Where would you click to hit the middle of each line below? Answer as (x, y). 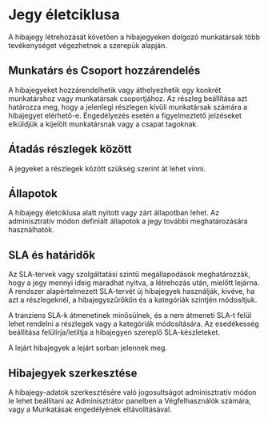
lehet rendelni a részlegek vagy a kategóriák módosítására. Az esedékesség (134, 324)
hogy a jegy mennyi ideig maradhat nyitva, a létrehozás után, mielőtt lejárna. (134, 283)
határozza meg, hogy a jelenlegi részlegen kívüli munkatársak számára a (128, 107)
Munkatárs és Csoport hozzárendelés (104, 71)
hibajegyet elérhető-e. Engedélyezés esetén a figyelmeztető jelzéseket (125, 115)
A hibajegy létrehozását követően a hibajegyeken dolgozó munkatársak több (134, 37)
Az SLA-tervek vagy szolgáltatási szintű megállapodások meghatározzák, (129, 275)
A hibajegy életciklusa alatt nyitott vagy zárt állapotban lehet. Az (114, 213)
